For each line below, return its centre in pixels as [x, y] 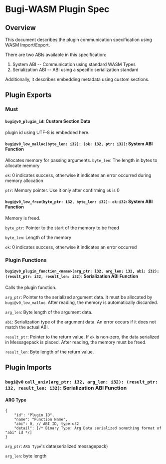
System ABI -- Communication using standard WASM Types [74, 64]
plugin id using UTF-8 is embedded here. [47, 132]
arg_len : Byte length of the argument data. [49, 312]
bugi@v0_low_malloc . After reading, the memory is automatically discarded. [82, 302]
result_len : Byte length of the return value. [50, 352]
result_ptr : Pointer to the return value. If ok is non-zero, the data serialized [82, 337]
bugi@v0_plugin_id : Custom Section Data [48, 121]
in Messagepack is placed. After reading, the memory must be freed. [76, 342]
